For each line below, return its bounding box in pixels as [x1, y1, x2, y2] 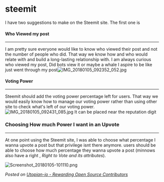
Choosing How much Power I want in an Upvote [5, 121, 120, 128]
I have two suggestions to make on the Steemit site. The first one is [5, 20, 140, 25]
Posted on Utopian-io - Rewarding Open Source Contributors [5, 171, 128, 177]
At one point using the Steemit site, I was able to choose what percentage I [5, 137, 156, 142]
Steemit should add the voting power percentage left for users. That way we [5, 94, 159, 100]
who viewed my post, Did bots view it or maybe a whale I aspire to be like [5, 62, 152, 68]
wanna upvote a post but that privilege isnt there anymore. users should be [5, 142, 156, 148]
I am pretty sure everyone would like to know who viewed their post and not [5, 46, 158, 52]
